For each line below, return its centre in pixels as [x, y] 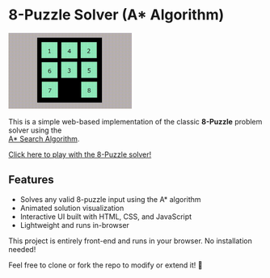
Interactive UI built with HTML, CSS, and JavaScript [106, 217]
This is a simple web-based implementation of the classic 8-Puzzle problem [135, 121]
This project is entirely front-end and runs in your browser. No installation [130, 241]
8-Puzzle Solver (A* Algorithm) [116, 15]
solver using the [35, 130]
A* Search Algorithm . [44, 138]
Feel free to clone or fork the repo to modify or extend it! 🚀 [105, 265]
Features [31, 180]
